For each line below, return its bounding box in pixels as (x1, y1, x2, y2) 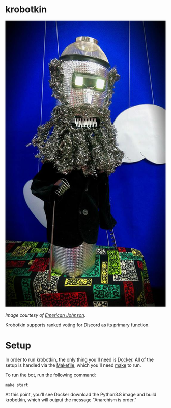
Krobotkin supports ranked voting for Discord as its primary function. (5, 322, 150, 328)
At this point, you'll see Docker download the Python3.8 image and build (5, 391, 157, 397)
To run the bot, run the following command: (5, 372, 96, 378)
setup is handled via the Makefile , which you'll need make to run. (5, 362, 141, 368)
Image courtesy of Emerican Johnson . (5, 311, 86, 318)
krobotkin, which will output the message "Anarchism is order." (5, 397, 137, 403)
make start (5, 382, 28, 388)
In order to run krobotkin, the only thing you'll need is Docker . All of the (5, 356, 154, 363)
